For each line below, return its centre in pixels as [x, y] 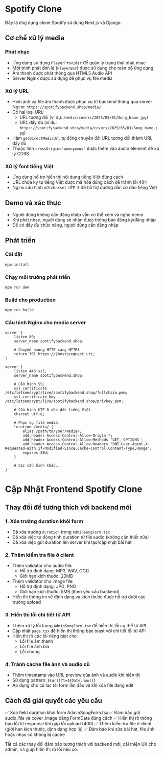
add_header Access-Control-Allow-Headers [66, 444]
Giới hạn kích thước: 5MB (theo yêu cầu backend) [69, 592]
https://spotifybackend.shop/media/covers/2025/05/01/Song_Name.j [89, 128]
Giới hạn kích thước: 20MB [46, 576]
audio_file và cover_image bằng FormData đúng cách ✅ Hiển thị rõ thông [79, 718]
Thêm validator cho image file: [43, 581]
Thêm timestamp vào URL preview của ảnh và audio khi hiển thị [76, 675]
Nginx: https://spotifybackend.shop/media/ [57, 107]
